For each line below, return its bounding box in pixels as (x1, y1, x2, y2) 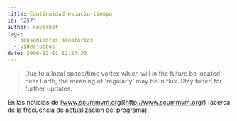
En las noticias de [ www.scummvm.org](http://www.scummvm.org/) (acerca (7, 98, 231, 106)
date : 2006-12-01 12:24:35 (7, 50, 87, 57)
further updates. (24, 84, 73, 93)
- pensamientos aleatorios (13, 37, 94, 44)
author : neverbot (7, 23, 59, 30)
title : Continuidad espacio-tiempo (7, 10, 113, 18)
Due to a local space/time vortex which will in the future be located (24, 69, 221, 78)
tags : (7, 30, 23, 38)
